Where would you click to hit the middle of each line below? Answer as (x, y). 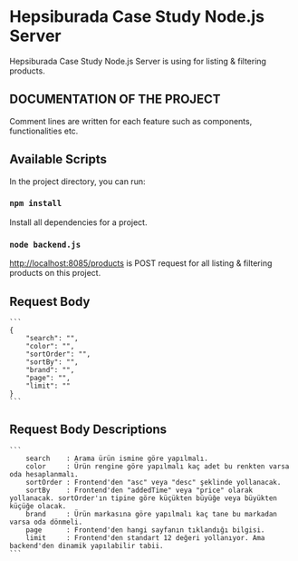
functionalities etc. (44, 131)
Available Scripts (58, 159)
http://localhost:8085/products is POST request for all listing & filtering (141, 263)
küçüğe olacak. (38, 506)
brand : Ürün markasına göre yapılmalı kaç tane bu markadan (152, 514)
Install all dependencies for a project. (78, 222)
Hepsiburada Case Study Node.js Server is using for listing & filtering (138, 61)
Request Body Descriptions (88, 430)
